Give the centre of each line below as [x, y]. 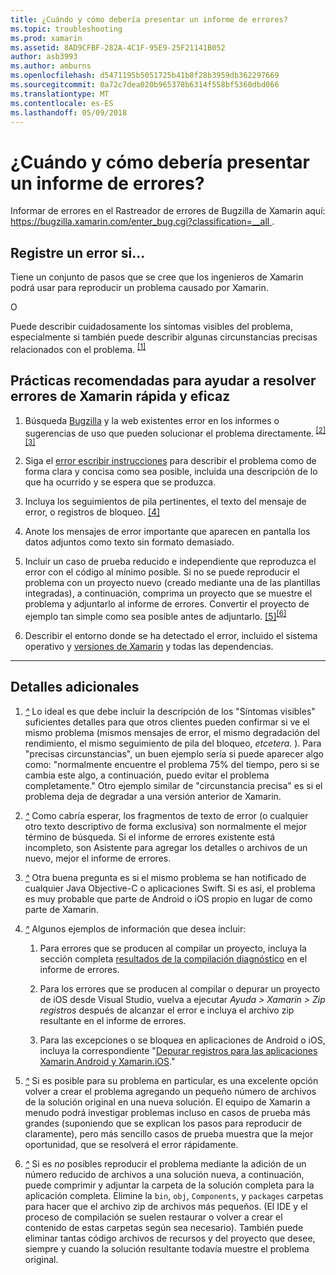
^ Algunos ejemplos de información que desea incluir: [135, 928]
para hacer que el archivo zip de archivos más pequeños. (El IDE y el [166, 1206]
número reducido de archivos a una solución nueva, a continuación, [164, 1174]
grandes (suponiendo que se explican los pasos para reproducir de [163, 1123]
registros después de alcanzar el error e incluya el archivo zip [167, 1010]
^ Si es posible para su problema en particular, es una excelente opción [171, 1080]
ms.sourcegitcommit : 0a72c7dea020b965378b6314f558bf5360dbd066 [145, 85]
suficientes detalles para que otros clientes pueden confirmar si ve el [167, 722]
